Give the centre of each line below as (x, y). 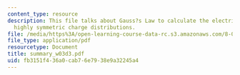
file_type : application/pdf (49, 41)
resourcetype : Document (43, 47)
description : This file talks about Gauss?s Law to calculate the (108, 21)
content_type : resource (43, 14)
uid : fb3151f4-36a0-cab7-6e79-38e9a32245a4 (73, 61)
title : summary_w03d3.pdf (46, 54)
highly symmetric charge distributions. (75, 27)
